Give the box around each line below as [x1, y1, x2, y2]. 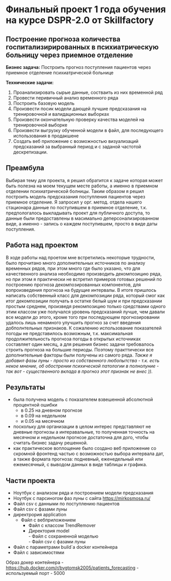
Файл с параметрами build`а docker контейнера [13, 544, 118, 550]
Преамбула [6, 164, 45, 172]
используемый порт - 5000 [6, 570, 65, 576]
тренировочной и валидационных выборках [13, 111, 109, 117]
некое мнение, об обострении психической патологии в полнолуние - [6, 363, 159, 369]
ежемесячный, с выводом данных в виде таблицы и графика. [13, 462, 147, 468]
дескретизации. [13, 149, 48, 155]
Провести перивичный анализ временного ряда [13, 95, 119, 100]
